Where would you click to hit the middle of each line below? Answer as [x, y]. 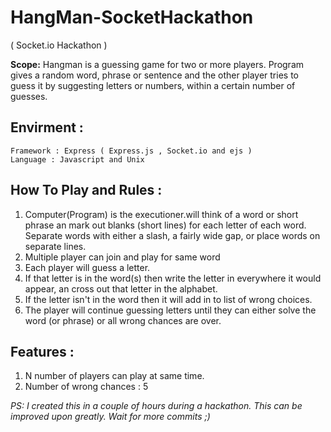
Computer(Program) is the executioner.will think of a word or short [161, 214]
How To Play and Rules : [86, 190]
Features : [42, 351]
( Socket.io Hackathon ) [59, 45]
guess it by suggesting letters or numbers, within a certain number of [153, 85]
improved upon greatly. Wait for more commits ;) [110, 417]
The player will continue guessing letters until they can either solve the [170, 310]
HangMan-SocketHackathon [132, 17]
